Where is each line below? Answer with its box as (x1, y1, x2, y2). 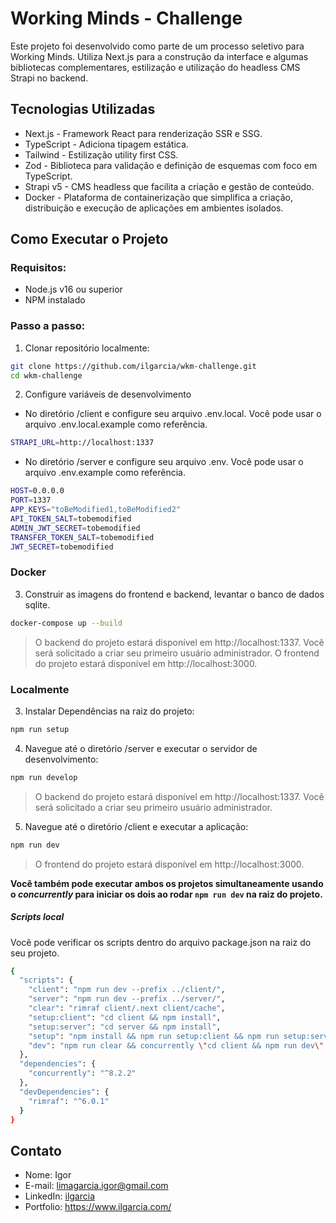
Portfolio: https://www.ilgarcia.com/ (24, 1201, 172, 1213)
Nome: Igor (24, 1169, 72, 1181)
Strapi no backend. (10, 72, 89, 84)
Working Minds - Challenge (10, 7, 243, 30)
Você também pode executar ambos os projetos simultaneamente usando (10, 877, 324, 889)
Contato (10, 1142, 62, 1159)
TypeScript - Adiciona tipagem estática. (24, 138, 189, 150)
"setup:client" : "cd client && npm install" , (28, 1012, 222, 1022)
